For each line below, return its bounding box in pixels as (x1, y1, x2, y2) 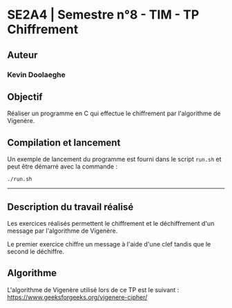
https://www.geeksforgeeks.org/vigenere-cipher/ (7, 293, 148, 301)
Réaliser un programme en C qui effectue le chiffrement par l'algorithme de (7, 109, 221, 117)
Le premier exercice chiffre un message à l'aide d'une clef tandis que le (7, 240, 211, 248)
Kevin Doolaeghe (7, 70, 66, 79)
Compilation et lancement (7, 137, 121, 148)
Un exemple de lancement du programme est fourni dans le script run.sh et (7, 155, 222, 164)
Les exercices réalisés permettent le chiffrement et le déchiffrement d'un (7, 219, 215, 227)
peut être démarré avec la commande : (7, 162, 118, 171)
